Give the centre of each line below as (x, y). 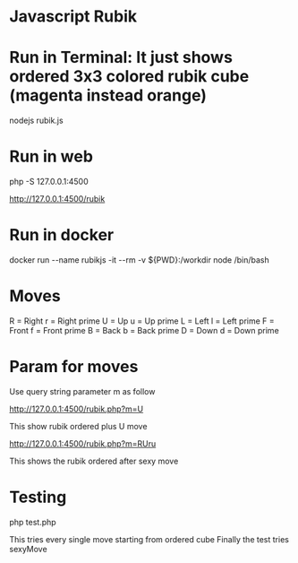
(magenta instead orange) (108, 95)
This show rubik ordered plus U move (78, 426)
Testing (38, 497)
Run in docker (62, 235)
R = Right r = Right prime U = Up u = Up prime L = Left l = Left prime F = (142, 321)
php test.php (33, 522)
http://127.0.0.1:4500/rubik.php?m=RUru (83, 443)
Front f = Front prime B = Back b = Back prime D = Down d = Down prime (144, 330)
